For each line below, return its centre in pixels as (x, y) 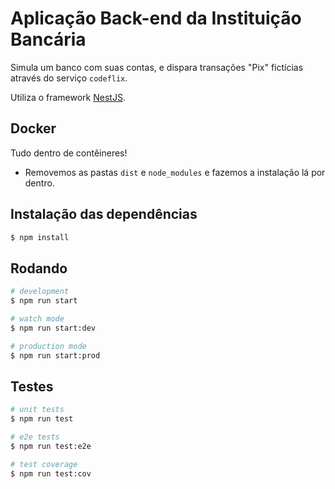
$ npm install (40, 237)
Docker (33, 128)
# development (40, 292)
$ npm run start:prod (55, 355)
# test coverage (44, 464)
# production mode (48, 346)
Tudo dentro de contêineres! (69, 153)
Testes (32, 386)
